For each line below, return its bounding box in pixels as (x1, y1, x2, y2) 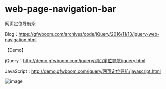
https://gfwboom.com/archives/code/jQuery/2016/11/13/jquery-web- (18, 31, 160, 37)
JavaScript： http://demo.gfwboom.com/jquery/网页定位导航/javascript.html (5, 68, 161, 74)
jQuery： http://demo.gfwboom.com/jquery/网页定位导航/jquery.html (5, 57, 146, 63)
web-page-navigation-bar (5, 3, 116, 15)
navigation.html (5, 36, 37, 43)
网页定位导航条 (5, 20, 36, 26)
